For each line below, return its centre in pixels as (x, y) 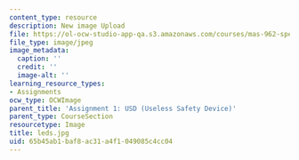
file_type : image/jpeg (51, 42)
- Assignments (36, 92)
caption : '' (40, 59)
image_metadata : (39, 51)
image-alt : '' (43, 76)
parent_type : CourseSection (61, 116)
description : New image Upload (67, 26)
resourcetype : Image (48, 125)
